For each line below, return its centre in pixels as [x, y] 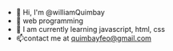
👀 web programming [50, 21]
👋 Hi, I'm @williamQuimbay [60, 12]
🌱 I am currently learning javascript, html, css [91, 29]
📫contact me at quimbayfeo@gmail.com [84, 38]
